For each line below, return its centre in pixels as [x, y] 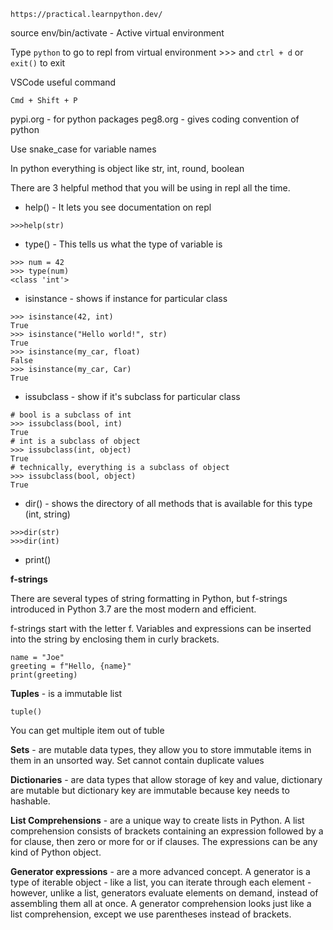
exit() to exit [38, 63]
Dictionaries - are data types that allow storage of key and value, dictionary [166, 779]
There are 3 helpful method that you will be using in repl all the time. [150, 188]
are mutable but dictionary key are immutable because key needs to [150, 790]
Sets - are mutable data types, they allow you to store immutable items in [161, 749]
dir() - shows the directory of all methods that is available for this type [168, 503]
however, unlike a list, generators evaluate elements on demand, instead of [164, 893]
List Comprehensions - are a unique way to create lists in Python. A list [157, 820]
